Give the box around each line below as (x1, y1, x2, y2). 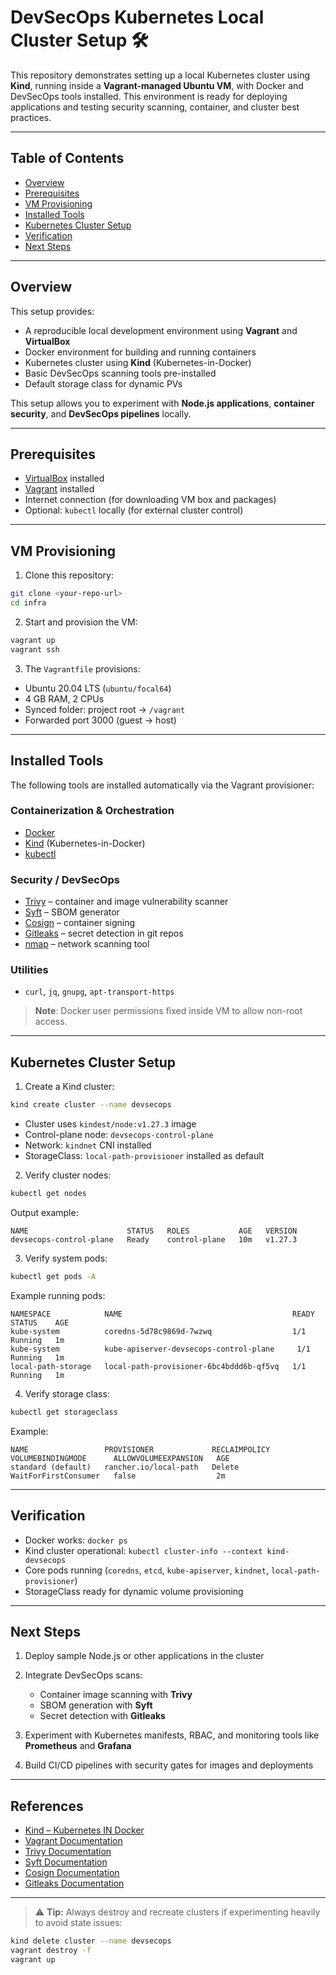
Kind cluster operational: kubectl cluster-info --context (24, 1544, 263, 1556)
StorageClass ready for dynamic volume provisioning (24, 1585, 244, 1597)
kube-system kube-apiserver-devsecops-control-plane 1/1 (10, 1344, 311, 1354)
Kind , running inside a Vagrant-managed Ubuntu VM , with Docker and (10, 79, 304, 91)
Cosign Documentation (24, 1867, 120, 1879)
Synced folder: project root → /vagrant (24, 703, 186, 715)
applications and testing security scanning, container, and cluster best (10, 101, 300, 113)
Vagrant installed (24, 483, 95, 495)
